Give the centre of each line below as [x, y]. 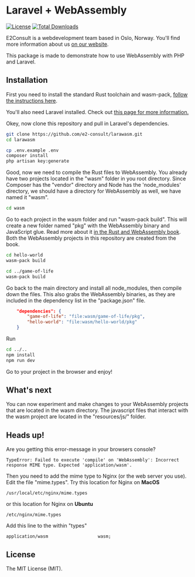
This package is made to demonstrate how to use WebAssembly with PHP [95, 55]
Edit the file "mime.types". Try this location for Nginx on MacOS [83, 482]
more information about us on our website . [57, 44]
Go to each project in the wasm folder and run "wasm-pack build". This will [97, 219]
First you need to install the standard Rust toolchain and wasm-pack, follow [97, 94]
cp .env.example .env [32, 150]
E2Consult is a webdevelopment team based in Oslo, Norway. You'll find [93, 38]
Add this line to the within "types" [47, 526]
